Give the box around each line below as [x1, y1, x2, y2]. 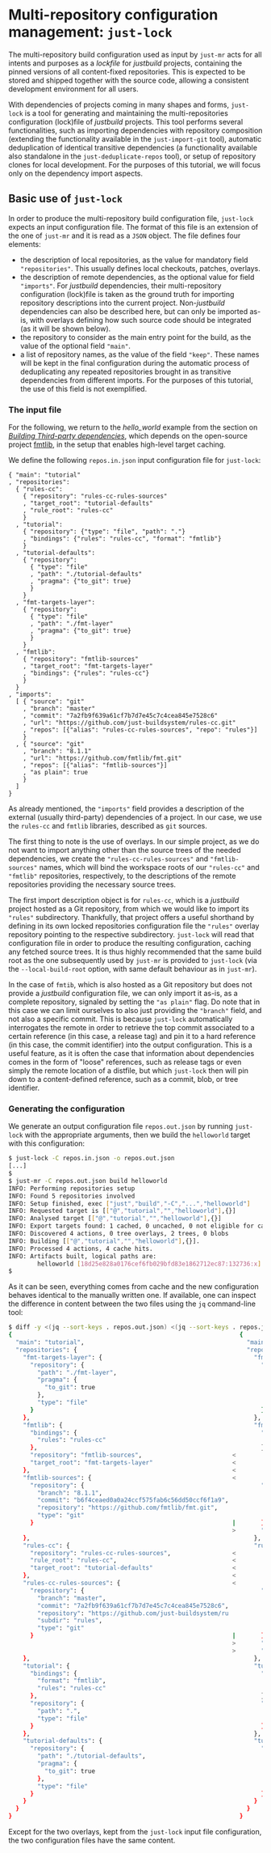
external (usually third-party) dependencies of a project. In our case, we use [8, 812, 262, 822]
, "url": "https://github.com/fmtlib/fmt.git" [23, 754, 182, 762]
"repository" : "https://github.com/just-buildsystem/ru [37, 1609, 229, 1618]
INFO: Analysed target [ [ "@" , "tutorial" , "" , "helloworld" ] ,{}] [8, 1215, 222, 1223]
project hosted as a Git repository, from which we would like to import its [8, 904, 250, 914]
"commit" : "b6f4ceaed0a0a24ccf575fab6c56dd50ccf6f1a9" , [37, 1496, 229, 1504]
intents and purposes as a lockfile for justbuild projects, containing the [8, 58, 243, 68]
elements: [8, 239, 42, 248]
